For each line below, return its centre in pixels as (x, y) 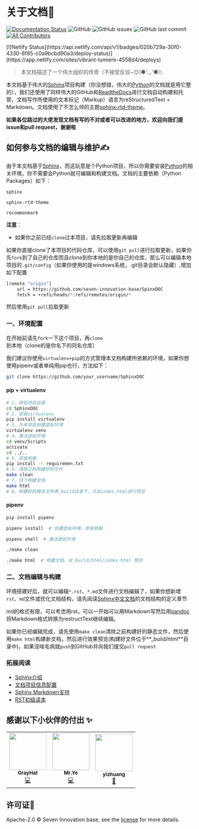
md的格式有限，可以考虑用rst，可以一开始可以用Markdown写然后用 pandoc (98, 611)
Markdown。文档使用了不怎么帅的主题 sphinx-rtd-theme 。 (77, 107)
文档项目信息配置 (36, 684)
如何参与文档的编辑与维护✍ (58, 148)
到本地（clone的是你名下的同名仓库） (52, 345)
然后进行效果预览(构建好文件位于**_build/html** (125, 639)
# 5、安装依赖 (21, 458)
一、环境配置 (25, 324)
